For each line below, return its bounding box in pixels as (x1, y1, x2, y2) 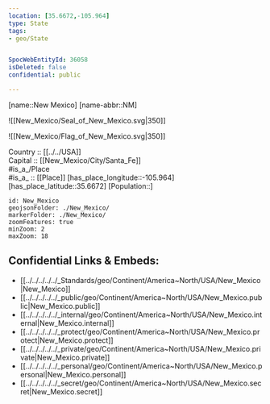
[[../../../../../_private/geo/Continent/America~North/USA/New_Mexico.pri (19, 344, 261, 353)
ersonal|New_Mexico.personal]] (19, 369, 127, 379)
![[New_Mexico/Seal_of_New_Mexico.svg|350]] (8, 115, 167, 125)
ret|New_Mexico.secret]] (19, 386, 103, 396)
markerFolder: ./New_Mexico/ (8, 210, 106, 219)
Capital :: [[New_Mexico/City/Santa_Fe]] (8, 155, 141, 165)
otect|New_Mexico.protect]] (19, 335, 114, 345)
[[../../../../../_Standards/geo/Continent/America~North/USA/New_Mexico (19, 275, 261, 285)
